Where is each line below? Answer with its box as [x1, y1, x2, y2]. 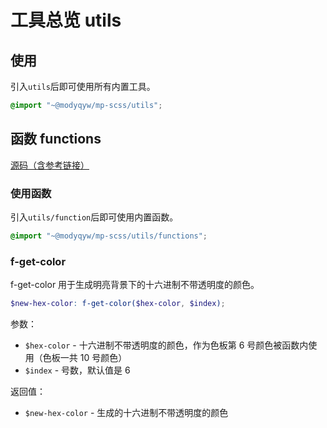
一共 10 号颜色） [59, 352, 128, 364]
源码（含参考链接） [10, 159, 90, 171]
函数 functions [10, 131, 102, 148]
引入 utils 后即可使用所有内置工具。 [10, 81, 156, 92]
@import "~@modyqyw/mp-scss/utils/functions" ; [10, 231, 208, 241]
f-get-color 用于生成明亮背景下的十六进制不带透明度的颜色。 [10, 279, 260, 291]
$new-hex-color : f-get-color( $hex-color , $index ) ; [10, 299, 226, 309]
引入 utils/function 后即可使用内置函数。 [10, 211, 179, 223]
